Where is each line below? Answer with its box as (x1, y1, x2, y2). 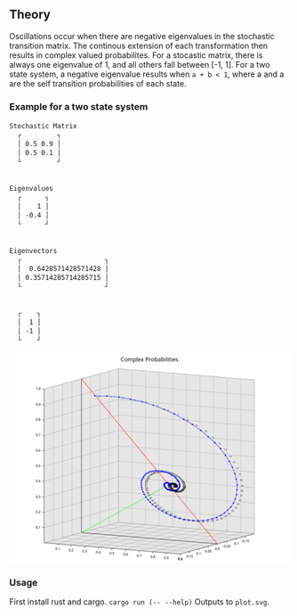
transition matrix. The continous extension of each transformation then (9, 40, 269, 51)
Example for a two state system (9, 100, 148, 112)
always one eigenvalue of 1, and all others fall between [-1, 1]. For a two (9, 59, 270, 70)
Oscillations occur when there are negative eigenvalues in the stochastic (9, 30, 276, 41)
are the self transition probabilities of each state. (9, 78, 187, 88)
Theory (9, 7, 52, 22)
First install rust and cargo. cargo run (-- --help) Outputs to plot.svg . (9, 596, 269, 607)
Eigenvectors (9, 247, 58, 256)
